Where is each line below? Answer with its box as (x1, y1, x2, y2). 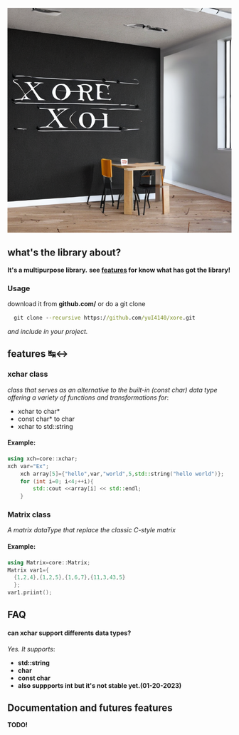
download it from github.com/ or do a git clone (7, 300, 146, 308)
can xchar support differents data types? (7, 629, 132, 637)
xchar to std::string (17, 422, 73, 430)
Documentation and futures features (7, 701, 173, 714)
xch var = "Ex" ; (7, 462, 50, 470)
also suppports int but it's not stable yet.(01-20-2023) (17, 681, 182, 689)
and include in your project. (7, 327, 88, 335)
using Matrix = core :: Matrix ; (7, 559, 91, 566)
